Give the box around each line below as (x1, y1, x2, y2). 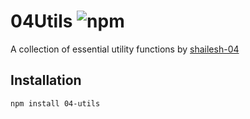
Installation (10, 72, 82, 89)
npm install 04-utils (10, 98, 101, 109)
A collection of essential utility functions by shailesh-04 (10, 43, 240, 55)
